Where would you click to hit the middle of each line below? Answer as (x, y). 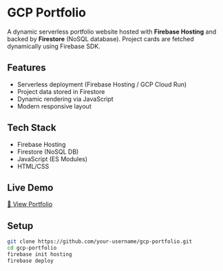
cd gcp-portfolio (32, 248)
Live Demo (30, 188)
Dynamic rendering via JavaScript (65, 99)
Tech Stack (32, 128)
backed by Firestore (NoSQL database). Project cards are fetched (100, 38)
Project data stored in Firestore (61, 91)
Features (26, 68)
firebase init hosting (40, 254)
